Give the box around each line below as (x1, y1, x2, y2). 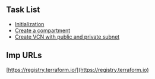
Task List (6, 5, 40, 15)
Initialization (14, 20, 45, 27)
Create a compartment (14, 27, 71, 34)
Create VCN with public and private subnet (14, 33, 120, 40)
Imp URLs (6, 50, 43, 61)
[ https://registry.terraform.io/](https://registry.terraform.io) (6, 66, 150, 73)
